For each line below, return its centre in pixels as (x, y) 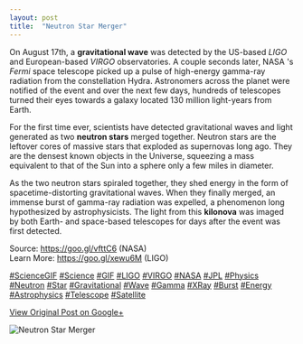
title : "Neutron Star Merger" (68, 26)
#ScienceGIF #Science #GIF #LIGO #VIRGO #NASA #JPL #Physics (134, 275)
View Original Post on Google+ (66, 311)
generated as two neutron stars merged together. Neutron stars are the (143, 136)
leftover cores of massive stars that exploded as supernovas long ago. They (151, 146)
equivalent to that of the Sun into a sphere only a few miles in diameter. (142, 165)
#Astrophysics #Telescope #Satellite (78, 294)
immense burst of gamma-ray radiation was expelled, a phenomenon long (147, 202)
